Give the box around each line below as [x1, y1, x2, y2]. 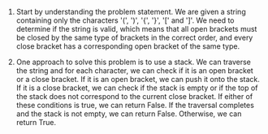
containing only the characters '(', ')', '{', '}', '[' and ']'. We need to [15, 15, 235, 25]
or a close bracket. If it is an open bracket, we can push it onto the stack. [15, 75, 260, 84]
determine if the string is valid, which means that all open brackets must [15, 24, 257, 33]
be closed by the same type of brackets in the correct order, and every [15, 32, 253, 42]
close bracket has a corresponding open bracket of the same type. [15, 41, 240, 51]
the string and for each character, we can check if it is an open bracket [15, 66, 253, 76]
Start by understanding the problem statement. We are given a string [15, 7, 246, 16]
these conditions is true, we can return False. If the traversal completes [15, 101, 254, 110]
